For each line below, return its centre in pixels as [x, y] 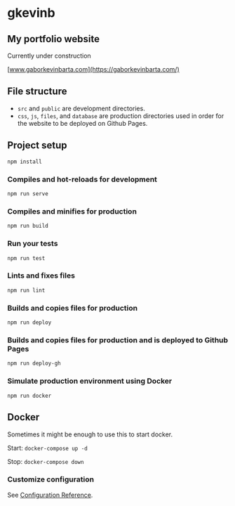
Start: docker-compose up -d [47, 448]
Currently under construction [49, 56]
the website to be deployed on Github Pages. [82, 123]
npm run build [28, 226]
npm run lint [26, 290]
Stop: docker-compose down [46, 461]
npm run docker [29, 396]
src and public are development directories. [81, 108]
